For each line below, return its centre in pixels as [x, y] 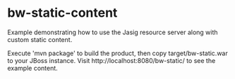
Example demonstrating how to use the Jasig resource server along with [113, 32]
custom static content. [40, 39]
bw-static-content [62, 13]
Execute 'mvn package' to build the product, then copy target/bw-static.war [117, 53]
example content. [32, 68]
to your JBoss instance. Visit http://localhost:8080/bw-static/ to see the [112, 60]
